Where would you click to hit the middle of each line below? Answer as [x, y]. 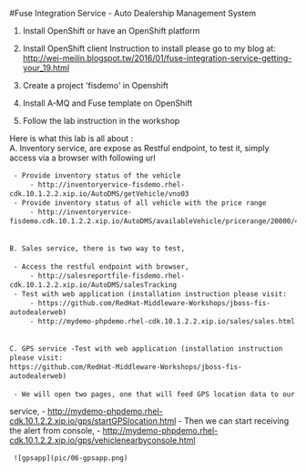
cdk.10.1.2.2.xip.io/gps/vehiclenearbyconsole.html [102, 440]
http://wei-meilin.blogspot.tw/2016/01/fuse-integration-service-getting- [157, 58]
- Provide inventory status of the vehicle [97, 176]
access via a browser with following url [83, 158]
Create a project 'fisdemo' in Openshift [95, 85]
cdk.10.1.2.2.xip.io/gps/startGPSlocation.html [93, 421]
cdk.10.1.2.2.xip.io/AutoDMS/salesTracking [93, 285]
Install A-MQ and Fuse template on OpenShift [107, 103]
